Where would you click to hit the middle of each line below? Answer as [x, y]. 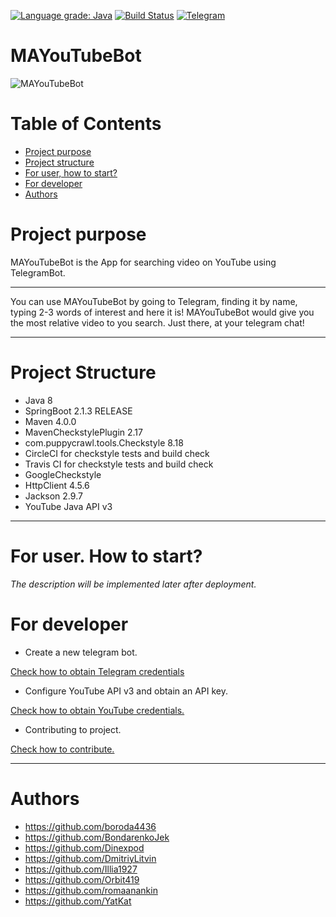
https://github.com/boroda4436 [90, 826]
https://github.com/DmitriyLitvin [90, 858]
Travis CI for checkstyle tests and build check [119, 464]
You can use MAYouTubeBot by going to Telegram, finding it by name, [154, 301]
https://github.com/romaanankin [91, 890]
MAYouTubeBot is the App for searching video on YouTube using [143, 262]
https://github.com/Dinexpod [84, 847]
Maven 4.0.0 [50, 421]
